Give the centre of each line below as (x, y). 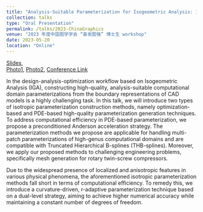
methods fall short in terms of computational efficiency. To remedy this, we (100, 183)
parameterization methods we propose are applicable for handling (89, 132)
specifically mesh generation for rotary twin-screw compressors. (87, 158)
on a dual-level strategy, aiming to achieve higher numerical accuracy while (100, 196)
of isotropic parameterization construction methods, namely (81, 107)
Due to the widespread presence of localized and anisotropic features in (96, 170)
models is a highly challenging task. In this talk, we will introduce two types (100, 100)
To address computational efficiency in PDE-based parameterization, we (96, 119)
